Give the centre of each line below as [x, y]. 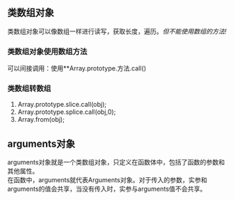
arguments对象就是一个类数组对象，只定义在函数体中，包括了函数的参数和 [116, 162]
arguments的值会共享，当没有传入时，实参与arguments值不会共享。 [107, 189]
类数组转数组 [29, 89]
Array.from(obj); [41, 120]
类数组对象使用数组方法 [47, 51]
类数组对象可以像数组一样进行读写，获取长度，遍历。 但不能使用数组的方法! [117, 31]
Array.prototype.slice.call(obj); [62, 105]
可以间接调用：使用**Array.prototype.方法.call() [77, 68]
